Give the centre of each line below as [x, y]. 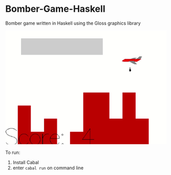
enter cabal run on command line [48, 168]
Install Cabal [26, 163]
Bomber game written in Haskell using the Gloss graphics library [73, 23]
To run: [13, 152]
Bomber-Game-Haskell [55, 9]
